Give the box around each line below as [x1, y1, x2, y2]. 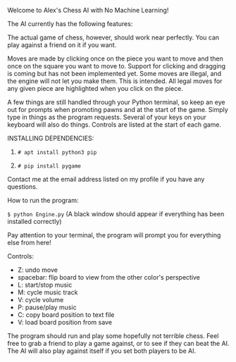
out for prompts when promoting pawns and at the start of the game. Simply [7, 106, 229, 113]
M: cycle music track [17, 288, 78, 297]
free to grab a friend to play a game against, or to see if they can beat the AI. [7, 339, 230, 347]
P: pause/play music [17, 303, 77, 311]
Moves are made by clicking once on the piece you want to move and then [7, 54, 224, 63]
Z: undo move [17, 266, 58, 274]
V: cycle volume [17, 296, 64, 304]
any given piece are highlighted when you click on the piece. [7, 85, 183, 92]
